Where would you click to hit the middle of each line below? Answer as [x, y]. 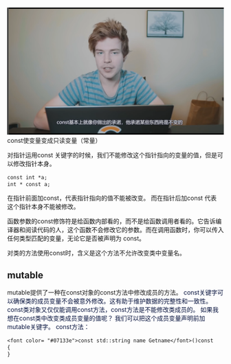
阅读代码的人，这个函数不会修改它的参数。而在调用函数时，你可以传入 [124, 230]
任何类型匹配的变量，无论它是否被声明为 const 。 [76, 238]
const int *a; [27, 178]
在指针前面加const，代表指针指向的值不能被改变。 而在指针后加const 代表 [112, 198]
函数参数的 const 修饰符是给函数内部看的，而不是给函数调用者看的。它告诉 [111, 221]
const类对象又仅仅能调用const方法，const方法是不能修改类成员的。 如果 [110, 310]
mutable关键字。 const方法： [48, 327]
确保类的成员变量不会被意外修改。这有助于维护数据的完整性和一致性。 [112, 301]
